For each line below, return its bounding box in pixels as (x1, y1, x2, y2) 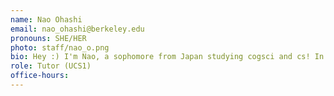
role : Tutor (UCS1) (10, 61, 92, 71)
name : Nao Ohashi (10, 14, 83, 25)
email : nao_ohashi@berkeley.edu (10, 24, 145, 34)
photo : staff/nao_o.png (10, 42, 110, 53)
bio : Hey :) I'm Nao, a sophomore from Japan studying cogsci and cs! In (10, 52, 325, 62)
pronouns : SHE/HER (10, 33, 87, 43)
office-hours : (10, 71, 70, 81)
